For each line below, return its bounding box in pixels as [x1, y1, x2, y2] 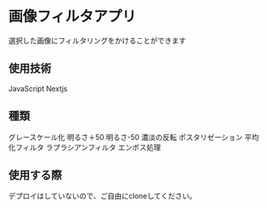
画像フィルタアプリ [8, 7, 136, 26]
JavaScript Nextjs [8, 83, 67, 93]
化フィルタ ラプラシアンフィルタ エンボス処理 [8, 142, 161, 152]
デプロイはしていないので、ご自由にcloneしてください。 [8, 191, 197, 201]
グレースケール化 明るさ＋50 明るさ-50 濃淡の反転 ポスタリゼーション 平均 [8, 132, 260, 142]
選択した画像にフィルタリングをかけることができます [8, 36, 187, 45]
